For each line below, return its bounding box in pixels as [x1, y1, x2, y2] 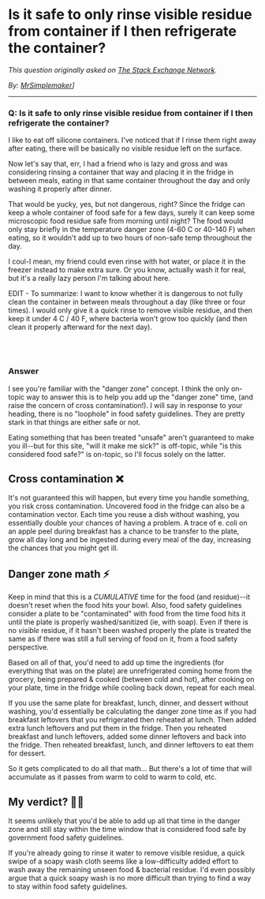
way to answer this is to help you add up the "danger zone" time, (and [26, 392, 254, 402]
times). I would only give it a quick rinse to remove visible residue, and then [8, 305, 253, 315]
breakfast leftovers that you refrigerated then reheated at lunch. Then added [8, 715, 256, 725]
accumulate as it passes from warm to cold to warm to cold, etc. [8, 772, 217, 782]
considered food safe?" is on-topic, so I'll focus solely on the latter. [8, 449, 226, 459]
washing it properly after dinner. [8, 184, 113, 194]
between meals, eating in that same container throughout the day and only [8, 176, 251, 185]
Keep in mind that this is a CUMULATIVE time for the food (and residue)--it [8, 592, 251, 601]
